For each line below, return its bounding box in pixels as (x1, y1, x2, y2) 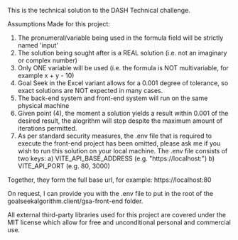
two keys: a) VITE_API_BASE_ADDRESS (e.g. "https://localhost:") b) (17, 154, 215, 163)
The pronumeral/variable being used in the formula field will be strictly (17, 33, 224, 42)
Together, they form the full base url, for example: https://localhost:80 (7, 175, 212, 184)
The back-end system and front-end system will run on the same (17, 94, 208, 102)
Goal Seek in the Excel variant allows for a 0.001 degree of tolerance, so (17, 79, 229, 87)
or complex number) (17, 56, 78, 65)
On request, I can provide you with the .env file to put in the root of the (7, 190, 214, 197)
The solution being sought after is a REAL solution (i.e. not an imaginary (17, 49, 227, 57)
